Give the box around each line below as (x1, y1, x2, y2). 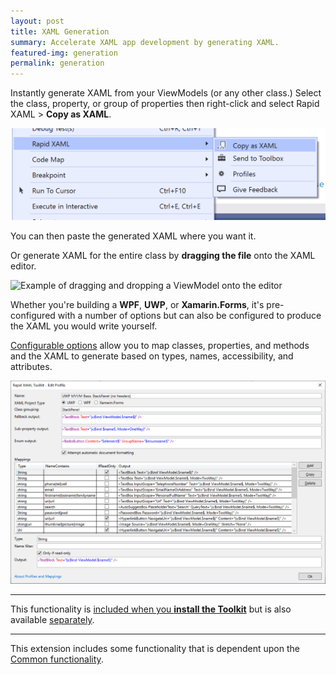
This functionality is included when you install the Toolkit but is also (10, 603, 292, 615)
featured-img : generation (10, 48, 118, 58)
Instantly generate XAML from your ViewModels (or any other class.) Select (10, 87, 322, 99)
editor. (10, 260, 37, 272)
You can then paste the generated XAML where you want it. (10, 230, 257, 242)
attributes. (10, 361, 53, 373)
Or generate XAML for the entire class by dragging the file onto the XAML (10, 250, 316, 262)
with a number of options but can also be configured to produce (57, 310, 322, 322)
